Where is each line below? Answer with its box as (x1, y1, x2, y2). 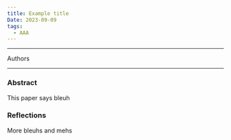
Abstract (7, 78, 38, 88)
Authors (7, 54, 30, 62)
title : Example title (7, 10, 69, 17)
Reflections (7, 110, 47, 120)
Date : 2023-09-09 (7, 16, 57, 23)
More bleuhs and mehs (7, 126, 72, 135)
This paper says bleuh (7, 93, 70, 102)
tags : (7, 23, 23, 30)
